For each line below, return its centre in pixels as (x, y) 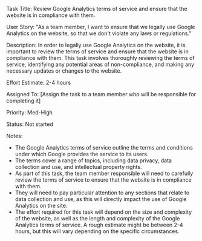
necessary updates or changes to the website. (64, 71)
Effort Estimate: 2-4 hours (39, 82)
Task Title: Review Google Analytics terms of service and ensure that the (97, 9)
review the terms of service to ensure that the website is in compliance (103, 180)
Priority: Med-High (30, 112)
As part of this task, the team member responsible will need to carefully (104, 173)
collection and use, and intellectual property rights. (78, 167)
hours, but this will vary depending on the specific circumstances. (97, 231)
